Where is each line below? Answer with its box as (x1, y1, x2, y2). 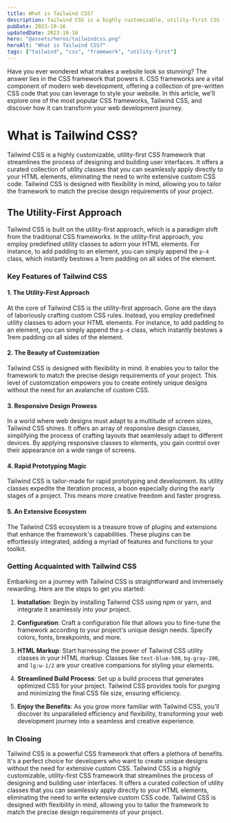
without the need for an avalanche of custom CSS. (7, 385, 150, 394)
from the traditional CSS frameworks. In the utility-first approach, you (7, 232, 203, 240)
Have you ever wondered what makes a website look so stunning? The (7, 67, 208, 76)
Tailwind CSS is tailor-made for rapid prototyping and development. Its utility (7, 477, 224, 485)
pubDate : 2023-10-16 (7, 23, 67, 30)
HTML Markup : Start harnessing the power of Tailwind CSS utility (16, 646, 203, 655)
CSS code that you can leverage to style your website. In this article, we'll (7, 89, 215, 97)
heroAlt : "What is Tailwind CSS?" (7, 42, 107, 49)
